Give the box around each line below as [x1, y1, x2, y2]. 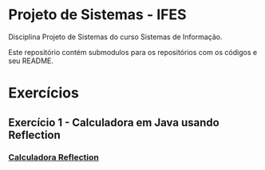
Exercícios [8, 84, 80, 102]
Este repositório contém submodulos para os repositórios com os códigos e [8, 47, 258, 57]
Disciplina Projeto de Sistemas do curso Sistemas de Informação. [8, 32, 223, 42]
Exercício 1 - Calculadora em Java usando [8, 116, 220, 129]
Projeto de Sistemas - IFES [8, 6, 187, 24]
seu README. [8, 56, 54, 65]
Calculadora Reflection [8, 152, 100, 163]
